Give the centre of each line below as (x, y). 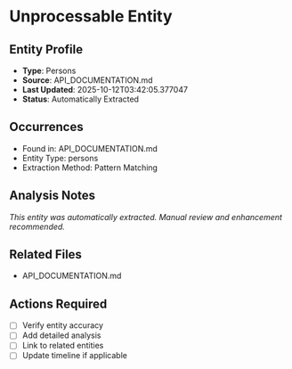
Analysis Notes (53, 196)
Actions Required (58, 303)
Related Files (46, 254)
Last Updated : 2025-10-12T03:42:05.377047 (105, 90)
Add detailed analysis (61, 335)
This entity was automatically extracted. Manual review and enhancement (146, 217)
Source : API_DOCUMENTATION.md (87, 80)
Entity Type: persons (60, 158)
